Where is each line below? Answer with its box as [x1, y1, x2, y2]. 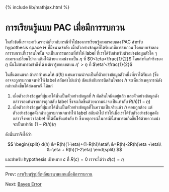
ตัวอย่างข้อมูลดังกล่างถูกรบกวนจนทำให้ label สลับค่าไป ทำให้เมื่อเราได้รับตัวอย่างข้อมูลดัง [12, 110, 159, 116]
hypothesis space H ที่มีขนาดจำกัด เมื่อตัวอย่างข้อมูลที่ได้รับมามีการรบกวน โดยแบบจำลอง [5, 44, 158, 50]
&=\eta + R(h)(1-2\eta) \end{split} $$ [47, 146, 122, 152]
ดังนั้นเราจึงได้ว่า [5, 131, 32, 137]
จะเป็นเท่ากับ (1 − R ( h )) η [12, 121, 56, 127]
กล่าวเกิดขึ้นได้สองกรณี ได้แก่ [5, 82, 53, 88]
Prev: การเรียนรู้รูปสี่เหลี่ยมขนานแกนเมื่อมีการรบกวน [5, 171, 93, 177]
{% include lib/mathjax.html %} [5, 5, 70, 10]
